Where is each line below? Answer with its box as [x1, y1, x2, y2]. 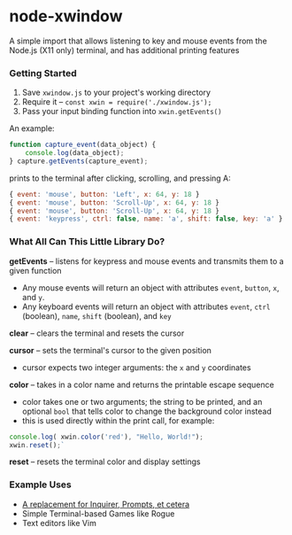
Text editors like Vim [21, 517, 97, 528]
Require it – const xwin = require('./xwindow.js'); [21, 97, 212, 107]
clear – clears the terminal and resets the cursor [9, 328, 185, 338]
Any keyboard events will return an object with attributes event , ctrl [21, 301, 271, 312]
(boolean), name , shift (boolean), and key [21, 310, 173, 321]
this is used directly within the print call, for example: [21, 415, 215, 426]
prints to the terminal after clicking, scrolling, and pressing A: [9, 173, 232, 183]
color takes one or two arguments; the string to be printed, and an [21, 396, 263, 407]
